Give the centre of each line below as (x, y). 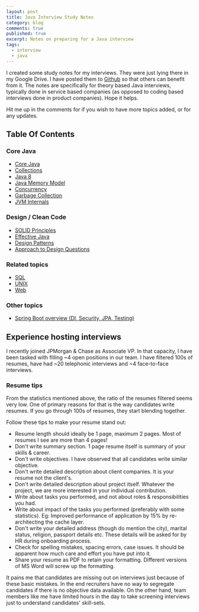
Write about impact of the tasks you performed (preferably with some (99, 509)
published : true (26, 34)
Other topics (25, 305)
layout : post (22, 12)
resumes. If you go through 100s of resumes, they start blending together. (96, 411)
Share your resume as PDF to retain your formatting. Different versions (101, 560)
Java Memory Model (40, 183)
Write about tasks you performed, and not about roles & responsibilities (102, 497)
